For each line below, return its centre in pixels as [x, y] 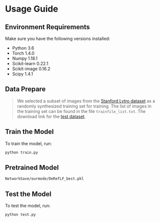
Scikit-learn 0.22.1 [30, 64]
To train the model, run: [29, 143]
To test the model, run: [28, 206]
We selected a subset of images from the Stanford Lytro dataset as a [86, 101]
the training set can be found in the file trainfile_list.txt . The [81, 111]
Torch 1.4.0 [23, 53]
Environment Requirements [48, 27]
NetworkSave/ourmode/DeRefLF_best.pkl [44, 179]
